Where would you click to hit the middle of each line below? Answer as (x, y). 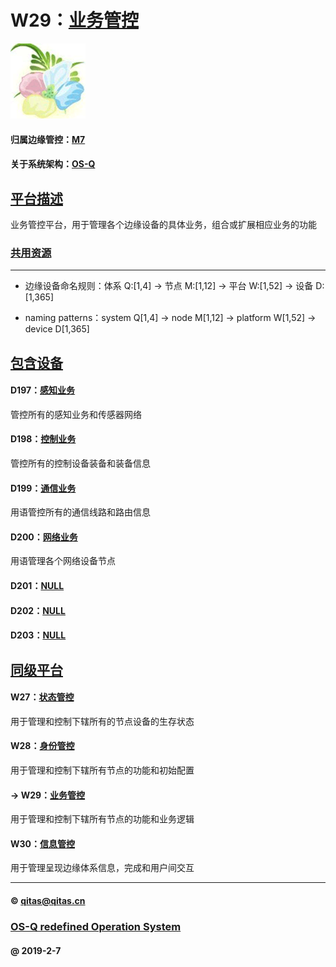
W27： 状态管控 (42, 697)
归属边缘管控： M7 (48, 139)
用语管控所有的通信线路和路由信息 (80, 512)
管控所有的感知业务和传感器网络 (76, 414)
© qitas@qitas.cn (48, 901)
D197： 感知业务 (43, 390)
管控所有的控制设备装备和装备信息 (80, 463)
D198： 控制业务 (43, 439)
